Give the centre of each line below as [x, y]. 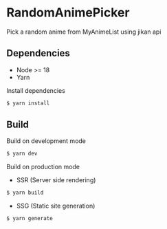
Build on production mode [43, 167]
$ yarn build [25, 193]
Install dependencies [36, 90]
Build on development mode [46, 141]
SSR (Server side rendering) [56, 180]
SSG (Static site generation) [56, 206]
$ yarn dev [22, 154]
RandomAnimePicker [68, 13]
